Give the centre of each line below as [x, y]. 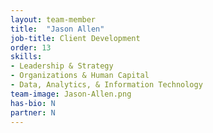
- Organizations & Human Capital [80, 76]
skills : [26, 57]
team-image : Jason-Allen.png [71, 94]
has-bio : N [33, 103]
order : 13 [31, 47]
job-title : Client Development [75, 38]
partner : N [33, 112]
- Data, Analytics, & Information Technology [106, 85]
